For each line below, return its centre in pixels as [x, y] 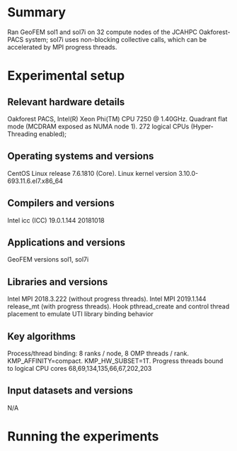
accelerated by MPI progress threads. [62, 47]
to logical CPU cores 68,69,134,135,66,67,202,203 [80, 368]
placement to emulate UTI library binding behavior [80, 314]
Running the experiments [83, 436]
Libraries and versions [58, 282]
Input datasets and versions [70, 391]
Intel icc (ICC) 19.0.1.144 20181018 [56, 220]
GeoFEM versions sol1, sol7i [48, 260]
